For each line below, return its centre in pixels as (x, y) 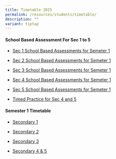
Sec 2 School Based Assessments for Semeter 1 (61, 60)
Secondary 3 (25, 141)
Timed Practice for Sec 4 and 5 (44, 99)
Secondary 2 (25, 131)
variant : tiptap (22, 24)
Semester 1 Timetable (28, 111)
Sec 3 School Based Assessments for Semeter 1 (61, 70)
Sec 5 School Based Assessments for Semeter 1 (61, 89)
